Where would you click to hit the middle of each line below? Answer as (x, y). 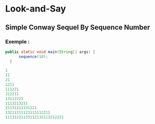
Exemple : (18, 42)
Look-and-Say (36, 9)
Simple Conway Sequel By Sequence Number (78, 27)
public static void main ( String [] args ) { (50, 52)
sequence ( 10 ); (33, 56)
